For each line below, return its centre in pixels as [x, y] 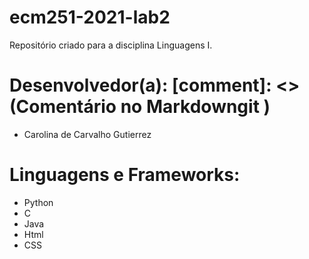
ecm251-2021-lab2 [90, 17]
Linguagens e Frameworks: [125, 175]
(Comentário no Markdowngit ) [140, 107]
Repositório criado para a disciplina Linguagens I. [111, 45]
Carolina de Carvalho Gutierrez [87, 134]
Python [38, 202]
